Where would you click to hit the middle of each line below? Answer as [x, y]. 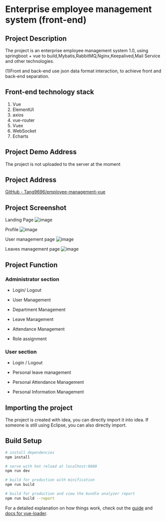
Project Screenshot [36, 208]
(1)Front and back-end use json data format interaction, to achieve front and [83, 71]
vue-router [23, 120]
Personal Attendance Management [48, 382]
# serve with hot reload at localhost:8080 [51, 466]
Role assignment [29, 339]
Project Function [31, 265]
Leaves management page [32, 249]
